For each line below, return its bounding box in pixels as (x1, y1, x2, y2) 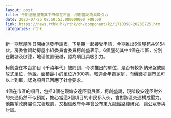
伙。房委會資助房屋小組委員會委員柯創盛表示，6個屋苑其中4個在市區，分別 (5, 47, 163, 53)
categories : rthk (5, 26, 42, 32)
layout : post (5, 7, 33, 13)
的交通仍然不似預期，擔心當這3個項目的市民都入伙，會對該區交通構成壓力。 (5, 95, 164, 101)
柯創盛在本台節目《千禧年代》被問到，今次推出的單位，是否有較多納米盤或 (5, 65, 161, 71)
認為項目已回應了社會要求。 (27, 77, 85, 83)
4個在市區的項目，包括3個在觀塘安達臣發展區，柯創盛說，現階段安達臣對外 (5, 88, 163, 94)
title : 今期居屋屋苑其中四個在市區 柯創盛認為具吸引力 (5, 12, 108, 17)
